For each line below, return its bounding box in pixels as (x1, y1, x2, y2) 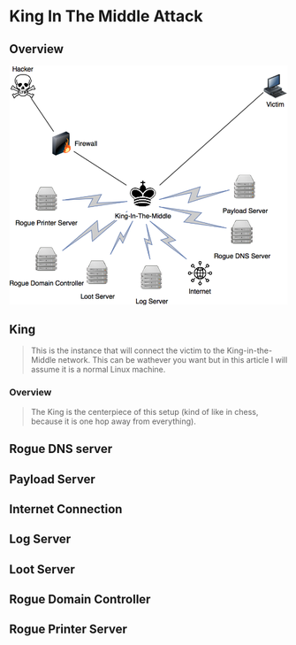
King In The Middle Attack (9, 6, 203, 27)
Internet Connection (9, 502, 123, 517)
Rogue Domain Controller (9, 592, 151, 607)
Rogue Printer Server (9, 622, 128, 637)
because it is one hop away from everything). (30, 416, 196, 426)
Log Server (9, 532, 72, 547)
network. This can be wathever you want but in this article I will (57, 355, 288, 365)
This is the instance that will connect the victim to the (30, 345, 225, 356)
